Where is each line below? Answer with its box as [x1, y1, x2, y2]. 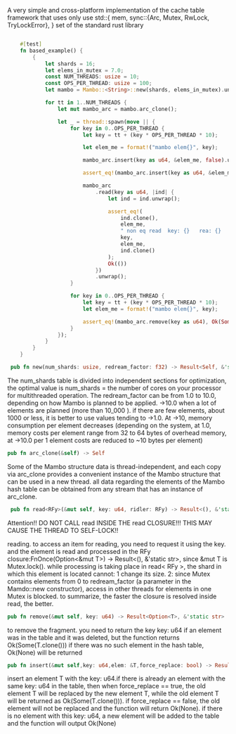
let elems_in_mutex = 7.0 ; [44, 67, 124, 74]
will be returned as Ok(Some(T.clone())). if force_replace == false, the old [7, 697, 220, 705]
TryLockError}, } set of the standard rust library [7, 21, 144, 29]
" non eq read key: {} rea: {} [120, 228, 221, 235]
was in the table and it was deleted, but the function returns [7, 633, 181, 642]
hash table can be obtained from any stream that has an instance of [7, 484, 204, 493]
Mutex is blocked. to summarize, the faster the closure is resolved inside [7, 592, 217, 600]
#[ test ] [20, 41, 42, 48]
